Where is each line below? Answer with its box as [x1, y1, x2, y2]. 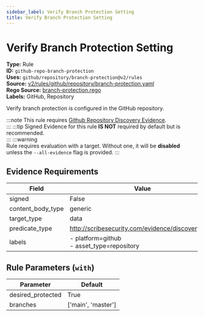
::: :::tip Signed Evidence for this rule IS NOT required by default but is [6, 123, 181, 131]
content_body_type [9, 205, 64, 213]
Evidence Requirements [6, 166, 99, 177]
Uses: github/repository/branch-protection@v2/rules [6, 73, 143, 81]
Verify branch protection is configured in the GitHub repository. [6, 104, 165, 112]
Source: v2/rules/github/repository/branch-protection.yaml [6, 80, 155, 87]
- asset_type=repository [69, 242, 140, 250]
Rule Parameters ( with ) [6, 262, 95, 273]
